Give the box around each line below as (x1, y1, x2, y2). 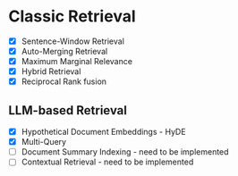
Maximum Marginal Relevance (21, 56, 133, 67)
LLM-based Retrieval (8, 103, 127, 118)
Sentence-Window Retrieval (21, 36, 124, 46)
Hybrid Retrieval (21, 66, 81, 77)
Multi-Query (21, 137, 67, 147)
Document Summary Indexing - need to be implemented (21, 147, 229, 157)
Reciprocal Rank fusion (21, 76, 107, 87)
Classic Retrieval (8, 6, 136, 27)
